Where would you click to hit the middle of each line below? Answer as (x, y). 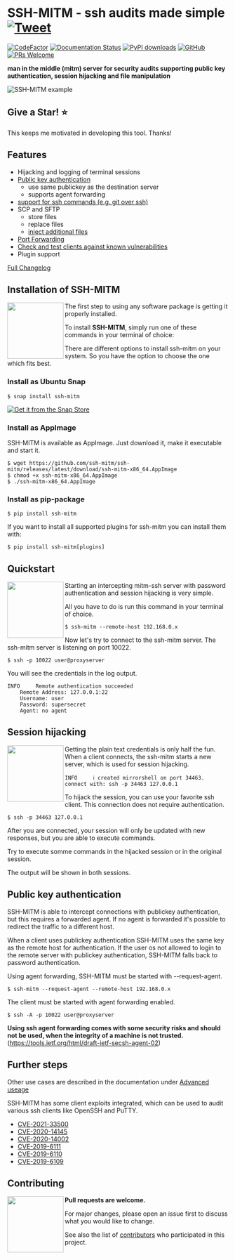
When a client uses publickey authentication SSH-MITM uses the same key (116, 940)
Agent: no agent (44, 711)
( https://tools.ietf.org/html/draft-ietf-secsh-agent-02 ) (84, 1043)
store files (42, 216)
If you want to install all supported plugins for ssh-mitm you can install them (117, 527)
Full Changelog (29, 268)
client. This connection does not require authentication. (145, 804)
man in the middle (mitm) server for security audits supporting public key (116, 68)
